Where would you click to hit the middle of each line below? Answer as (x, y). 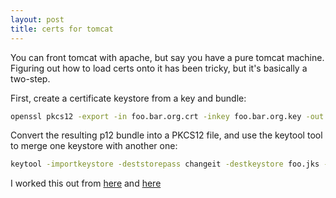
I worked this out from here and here (86, 183)
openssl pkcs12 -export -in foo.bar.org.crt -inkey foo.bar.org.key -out (167, 116)
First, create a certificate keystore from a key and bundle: (128, 98)
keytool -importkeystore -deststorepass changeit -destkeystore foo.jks (165, 164)
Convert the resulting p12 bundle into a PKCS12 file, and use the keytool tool (166, 135)
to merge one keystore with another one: (94, 146)
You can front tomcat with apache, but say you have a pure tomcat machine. (167, 57)
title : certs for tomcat (62, 29)
